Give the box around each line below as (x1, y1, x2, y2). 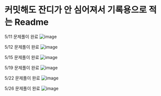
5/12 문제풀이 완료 (4, 44, 40, 50)
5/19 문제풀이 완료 (4, 64, 40, 71)
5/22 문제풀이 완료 (4, 75, 40, 81)
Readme (14, 17, 49, 28)
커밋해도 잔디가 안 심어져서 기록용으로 (4, 4, 147, 16)
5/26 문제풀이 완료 (4, 85, 40, 91)
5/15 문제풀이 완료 (4, 54, 40, 60)
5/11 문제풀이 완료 (4, 34, 39, 39)
